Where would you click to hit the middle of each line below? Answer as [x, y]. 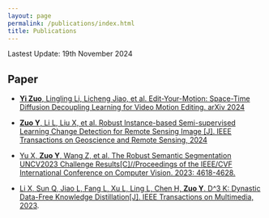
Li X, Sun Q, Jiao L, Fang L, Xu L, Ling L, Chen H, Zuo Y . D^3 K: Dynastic [140, 189]
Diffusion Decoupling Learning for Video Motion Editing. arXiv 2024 [132, 107]
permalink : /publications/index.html [71, 23]
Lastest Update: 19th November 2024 [70, 54]
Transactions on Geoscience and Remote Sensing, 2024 [113, 140]
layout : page [30, 16]
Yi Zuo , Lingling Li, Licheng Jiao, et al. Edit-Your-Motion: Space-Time [134, 99]
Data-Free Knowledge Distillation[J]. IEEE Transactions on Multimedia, [137, 197]
